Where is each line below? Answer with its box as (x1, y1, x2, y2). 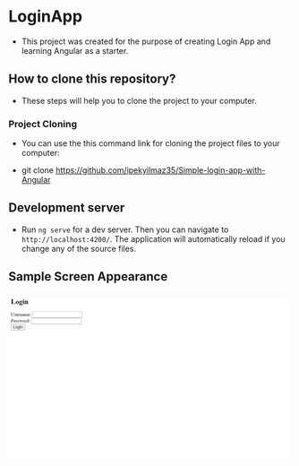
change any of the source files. (21, 243, 136, 254)
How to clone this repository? (8, 72, 176, 87)
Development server (8, 200, 125, 216)
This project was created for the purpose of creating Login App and (21, 36, 271, 47)
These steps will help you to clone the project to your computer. (21, 95, 257, 106)
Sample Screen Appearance (8, 269, 168, 284)
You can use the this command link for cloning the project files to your (21, 138, 280, 149)
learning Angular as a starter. (21, 45, 129, 56)
